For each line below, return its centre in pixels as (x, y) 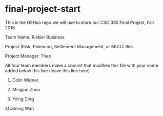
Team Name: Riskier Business (35, 37)
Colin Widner (25, 80)
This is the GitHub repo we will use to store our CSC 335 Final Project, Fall (80, 22)
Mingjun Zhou (26, 89)
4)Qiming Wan (20, 108)
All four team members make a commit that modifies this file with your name (82, 65)
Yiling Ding (23, 99)
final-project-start (43, 9)
